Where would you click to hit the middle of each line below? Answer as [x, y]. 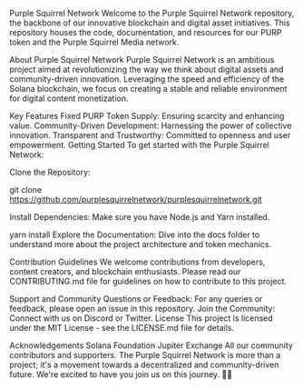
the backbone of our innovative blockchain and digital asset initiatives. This [150, 23]
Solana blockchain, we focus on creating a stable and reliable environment [148, 89]
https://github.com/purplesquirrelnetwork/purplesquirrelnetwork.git [136, 199]
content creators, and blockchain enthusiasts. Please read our [125, 271]
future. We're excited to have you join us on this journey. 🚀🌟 [121, 374]
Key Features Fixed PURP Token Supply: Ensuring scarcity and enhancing [147, 116]
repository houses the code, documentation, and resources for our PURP [146, 32]
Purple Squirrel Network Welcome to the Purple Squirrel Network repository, [152, 13]
